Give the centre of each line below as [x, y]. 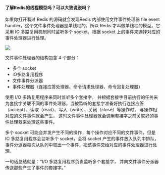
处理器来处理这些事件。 [33, 122]
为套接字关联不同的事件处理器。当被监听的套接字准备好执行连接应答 [75, 103]
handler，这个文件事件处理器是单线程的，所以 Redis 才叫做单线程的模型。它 [82, 26]
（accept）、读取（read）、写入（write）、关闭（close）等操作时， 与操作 [79, 110]
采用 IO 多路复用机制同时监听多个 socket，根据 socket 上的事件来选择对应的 [82, 32]
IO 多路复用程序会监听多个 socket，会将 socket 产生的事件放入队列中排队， [82, 139]
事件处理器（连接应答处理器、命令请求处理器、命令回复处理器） [77, 87]
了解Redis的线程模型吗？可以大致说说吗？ [48, 7]
